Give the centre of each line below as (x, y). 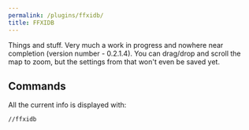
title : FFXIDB (32, 23)
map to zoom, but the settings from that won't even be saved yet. (114, 61)
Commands (37, 86)
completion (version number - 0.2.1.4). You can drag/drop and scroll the (125, 53)
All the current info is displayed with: (67, 105)
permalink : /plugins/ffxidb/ (56, 15)
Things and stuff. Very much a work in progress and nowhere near (116, 45)
